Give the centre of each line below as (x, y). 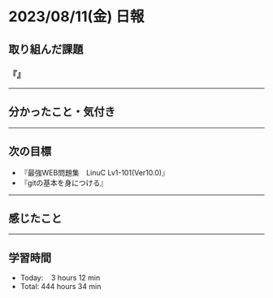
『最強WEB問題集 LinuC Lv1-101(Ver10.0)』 (94, 172)
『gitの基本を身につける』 (64, 183)
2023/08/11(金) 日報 (76, 17)
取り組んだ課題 (46, 49)
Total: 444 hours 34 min (61, 287)
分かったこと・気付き (62, 112)
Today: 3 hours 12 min (60, 278)
